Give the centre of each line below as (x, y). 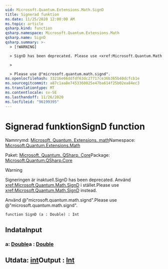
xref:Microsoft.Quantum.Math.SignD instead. (51, 191)
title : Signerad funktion (32, 14)
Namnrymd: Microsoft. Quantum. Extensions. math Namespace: (70, 140)
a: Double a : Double (29, 244)
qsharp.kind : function (29, 28)
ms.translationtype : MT (30, 88)
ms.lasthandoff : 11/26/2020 (34, 97)
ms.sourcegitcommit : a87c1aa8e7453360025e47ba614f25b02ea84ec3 (72, 83)
